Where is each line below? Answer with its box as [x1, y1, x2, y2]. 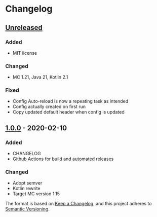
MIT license [12, 50, 37, 56]
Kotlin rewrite [12, 186, 41, 192]
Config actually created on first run [12, 103, 86, 110]
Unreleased [5, 23, 43, 32]
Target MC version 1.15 [12, 191, 60, 197]
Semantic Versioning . [5, 206, 50, 212]
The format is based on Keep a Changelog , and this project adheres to [5, 201, 152, 207]
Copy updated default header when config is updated [12, 109, 125, 115]
